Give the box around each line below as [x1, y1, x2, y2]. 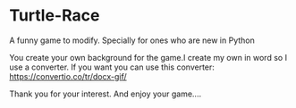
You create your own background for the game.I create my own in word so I [9, 52, 288, 62]
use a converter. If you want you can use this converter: [9, 62, 215, 72]
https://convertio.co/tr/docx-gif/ [9, 71, 127, 81]
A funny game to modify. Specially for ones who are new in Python [9, 35, 255, 46]
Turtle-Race [9, 5, 100, 26]
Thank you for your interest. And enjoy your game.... [9, 88, 202, 99]
